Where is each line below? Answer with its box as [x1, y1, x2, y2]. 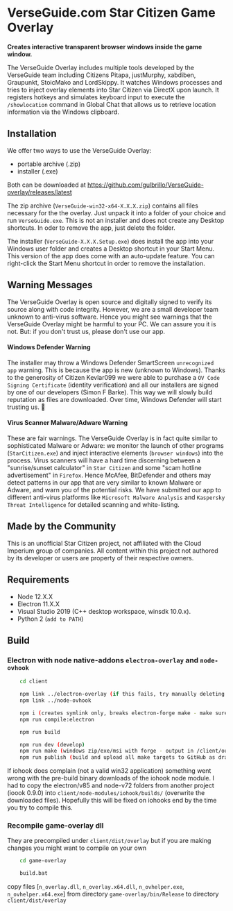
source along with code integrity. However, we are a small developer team [7, 305, 218, 313]
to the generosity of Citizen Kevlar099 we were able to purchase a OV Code [7, 373, 221, 381]
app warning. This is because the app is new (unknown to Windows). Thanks [7, 366, 225, 374]
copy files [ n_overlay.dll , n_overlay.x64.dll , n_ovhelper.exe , [7, 883, 185, 891]
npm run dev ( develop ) [19, 741, 85, 748]
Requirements [7, 574, 69, 586]
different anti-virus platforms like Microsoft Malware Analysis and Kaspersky [7, 493, 225, 501]
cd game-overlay [19, 858, 67, 864]
